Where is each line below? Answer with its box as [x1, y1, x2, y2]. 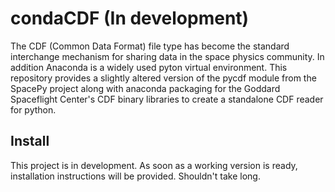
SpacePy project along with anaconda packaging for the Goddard [10, 82, 281, 94]
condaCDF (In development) [10, 7, 250, 30]
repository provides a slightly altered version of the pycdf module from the [10, 72, 317, 84]
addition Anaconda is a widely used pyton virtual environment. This [10, 61, 288, 73]
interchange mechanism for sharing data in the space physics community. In [10, 50, 325, 62]
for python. [10, 103, 57, 116]
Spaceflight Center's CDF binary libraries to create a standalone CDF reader [10, 93, 324, 105]
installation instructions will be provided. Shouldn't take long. [10, 170, 261, 182]
